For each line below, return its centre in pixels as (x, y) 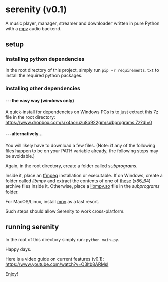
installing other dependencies (43, 88)
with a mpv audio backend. (33, 28)
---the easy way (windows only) (40, 101)
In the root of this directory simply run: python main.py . (62, 239)
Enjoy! (12, 274)
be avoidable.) (20, 156)
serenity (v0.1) (36, 9)
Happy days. (18, 249)
